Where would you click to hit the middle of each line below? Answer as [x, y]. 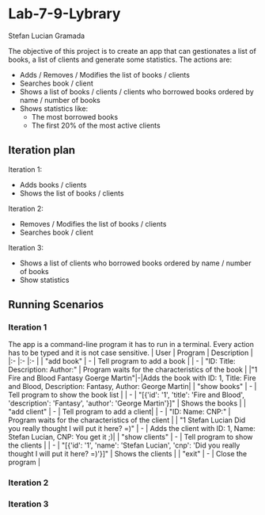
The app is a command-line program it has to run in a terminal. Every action [131, 345]
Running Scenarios [56, 305]
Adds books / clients [53, 185]
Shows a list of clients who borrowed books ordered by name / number [135, 263]
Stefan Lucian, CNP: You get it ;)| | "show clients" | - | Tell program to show [131, 437]
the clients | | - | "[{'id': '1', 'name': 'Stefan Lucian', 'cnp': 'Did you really [124, 445]
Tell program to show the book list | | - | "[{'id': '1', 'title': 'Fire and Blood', [127, 395]
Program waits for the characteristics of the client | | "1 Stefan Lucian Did [127, 420]
